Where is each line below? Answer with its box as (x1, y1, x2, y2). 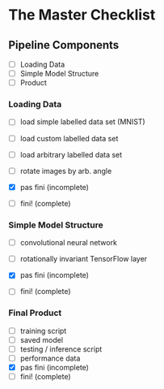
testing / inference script (19, 344, 103, 354)
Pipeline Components (8, 38, 120, 52)
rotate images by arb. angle (19, 166, 112, 175)
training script (19, 326, 67, 335)
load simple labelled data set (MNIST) (19, 117, 145, 127)
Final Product (8, 307, 62, 318)
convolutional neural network (19, 238, 117, 248)
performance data (19, 353, 81, 363)
